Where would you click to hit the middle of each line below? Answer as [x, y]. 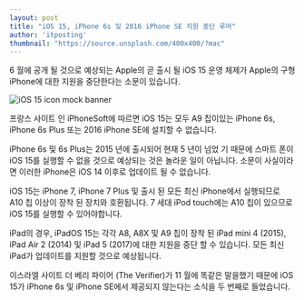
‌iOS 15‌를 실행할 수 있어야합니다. [66, 214]
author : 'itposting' [49, 35]
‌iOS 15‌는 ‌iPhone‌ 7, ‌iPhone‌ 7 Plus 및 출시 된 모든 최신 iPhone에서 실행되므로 [145, 191]
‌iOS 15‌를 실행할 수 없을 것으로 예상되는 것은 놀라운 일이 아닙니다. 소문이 [136, 161]
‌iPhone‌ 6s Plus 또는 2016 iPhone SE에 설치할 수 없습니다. [113, 130]
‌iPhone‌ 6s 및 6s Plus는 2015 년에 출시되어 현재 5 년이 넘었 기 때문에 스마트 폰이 [152, 149]
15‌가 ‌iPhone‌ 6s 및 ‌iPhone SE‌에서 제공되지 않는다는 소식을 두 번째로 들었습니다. [150, 286]
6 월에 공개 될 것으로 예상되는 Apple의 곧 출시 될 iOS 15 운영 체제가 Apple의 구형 [152, 70]
